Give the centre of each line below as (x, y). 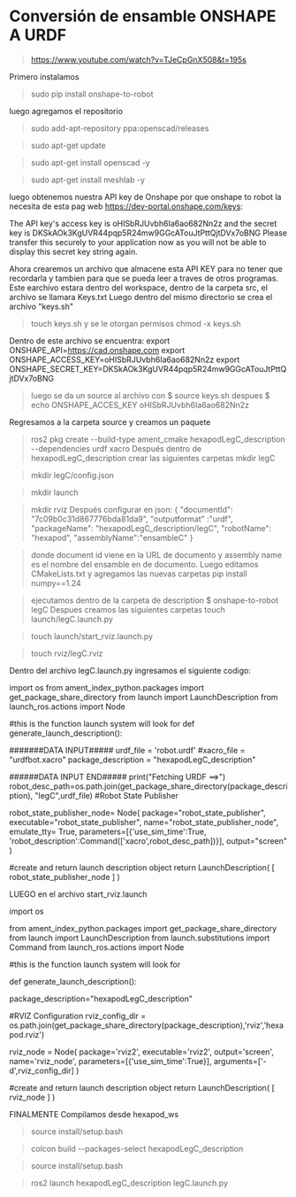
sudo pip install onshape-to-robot (92, 94)
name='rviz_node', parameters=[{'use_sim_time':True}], (110, 1061)
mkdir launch (54, 492)
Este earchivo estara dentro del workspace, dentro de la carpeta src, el (138, 287)
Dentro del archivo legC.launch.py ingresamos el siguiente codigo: (130, 670)
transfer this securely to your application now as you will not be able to (138, 242)
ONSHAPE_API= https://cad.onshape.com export (97, 350)
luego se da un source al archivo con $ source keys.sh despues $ (151, 395)
